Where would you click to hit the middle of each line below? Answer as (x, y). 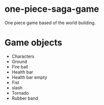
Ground (19, 61)
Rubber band (25, 98)
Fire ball (20, 67)
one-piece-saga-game (52, 9)
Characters (23, 56)
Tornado (20, 93)
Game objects (33, 43)
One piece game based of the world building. (50, 23)
